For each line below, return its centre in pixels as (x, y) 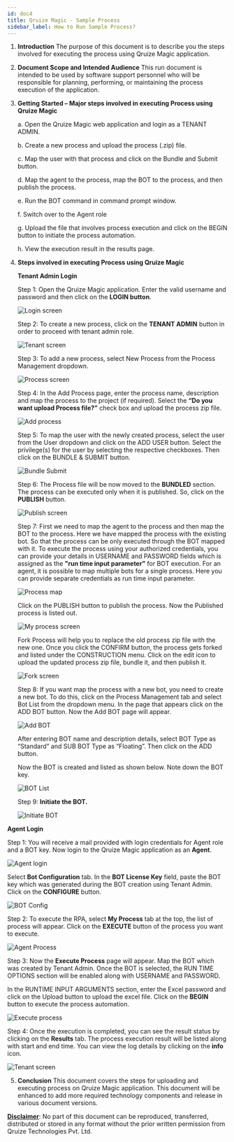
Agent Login (25, 829)
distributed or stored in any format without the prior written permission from (116, 1124)
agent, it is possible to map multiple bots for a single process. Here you (119, 571)
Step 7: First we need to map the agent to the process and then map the (121, 527)
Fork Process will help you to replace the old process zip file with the (116, 640)
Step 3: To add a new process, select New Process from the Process (116, 359)
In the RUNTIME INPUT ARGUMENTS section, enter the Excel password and (117, 990)
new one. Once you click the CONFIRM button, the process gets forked (119, 648)
